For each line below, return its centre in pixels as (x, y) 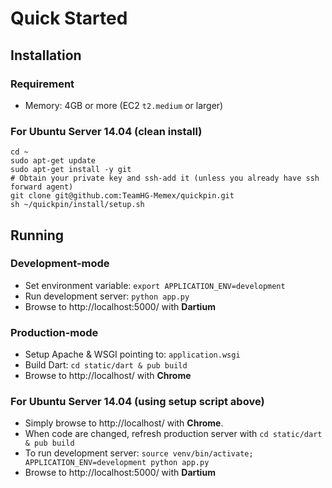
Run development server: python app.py (107, 296)
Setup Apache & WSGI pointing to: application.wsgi (132, 354)
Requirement (42, 84)
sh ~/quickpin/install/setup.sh (77, 205)
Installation (46, 55)
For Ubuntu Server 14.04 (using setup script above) (137, 402)
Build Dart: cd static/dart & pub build (106, 365)
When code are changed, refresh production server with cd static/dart (173, 434)
